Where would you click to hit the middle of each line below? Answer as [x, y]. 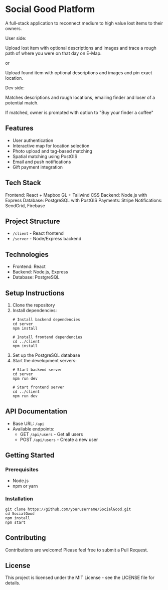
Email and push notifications [42, 162]
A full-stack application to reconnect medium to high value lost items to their [84, 23]
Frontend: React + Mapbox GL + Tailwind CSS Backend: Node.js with [76, 195]
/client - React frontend [38, 233]
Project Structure [33, 221]
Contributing [26, 538]
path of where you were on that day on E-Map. [53, 53]
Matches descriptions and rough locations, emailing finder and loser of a [80, 97]
